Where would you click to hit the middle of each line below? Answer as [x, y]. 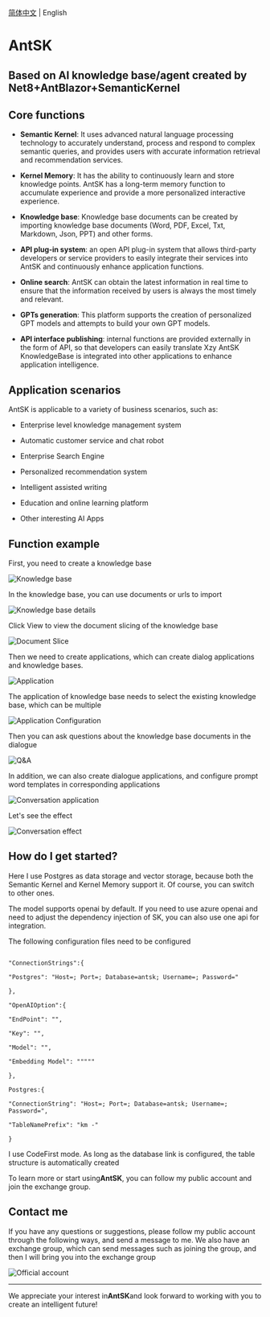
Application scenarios [65, 390]
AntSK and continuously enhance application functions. [112, 267]
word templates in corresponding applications [84, 784]
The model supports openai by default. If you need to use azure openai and [133, 908]
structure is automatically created [64, 1163]
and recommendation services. [71, 160]
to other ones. [31, 893]
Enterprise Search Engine [62, 456]
